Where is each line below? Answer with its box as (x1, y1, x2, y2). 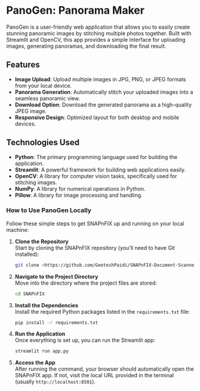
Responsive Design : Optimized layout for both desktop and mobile (14, 114, 180, 121)
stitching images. (14, 179, 57, 186)
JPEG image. (14, 107, 47, 114)
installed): (14, 251, 40, 258)
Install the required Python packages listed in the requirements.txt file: (14, 308, 190, 315)
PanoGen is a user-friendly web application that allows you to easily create (6, 23, 190, 30)
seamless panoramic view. (14, 94, 81, 102)
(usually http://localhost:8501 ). (14, 378, 96, 386)
